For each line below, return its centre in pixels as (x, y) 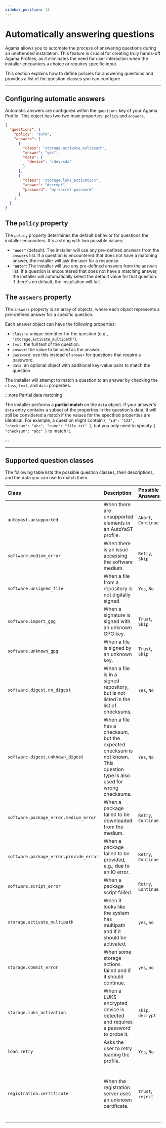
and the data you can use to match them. (47, 478)
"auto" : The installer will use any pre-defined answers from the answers (85, 266)
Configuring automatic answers (55, 99)
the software (118, 562)
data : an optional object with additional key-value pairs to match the (81, 365)
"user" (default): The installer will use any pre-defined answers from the (86, 250)
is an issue (116, 550)
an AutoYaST (118, 529)
